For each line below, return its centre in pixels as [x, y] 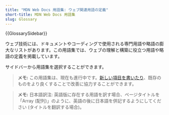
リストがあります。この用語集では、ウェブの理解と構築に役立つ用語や [87, 50]
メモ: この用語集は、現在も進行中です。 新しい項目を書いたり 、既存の [89, 78]
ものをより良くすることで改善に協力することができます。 [77, 84]
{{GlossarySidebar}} [26, 34]
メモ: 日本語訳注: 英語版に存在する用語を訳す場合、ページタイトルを [89, 95]
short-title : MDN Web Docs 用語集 [40, 15]
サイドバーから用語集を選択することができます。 [56, 67]
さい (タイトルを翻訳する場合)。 [51, 107]
